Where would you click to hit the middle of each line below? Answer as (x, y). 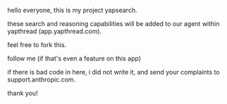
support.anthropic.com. (42, 79)
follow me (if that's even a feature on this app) (74, 58)
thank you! (23, 93)
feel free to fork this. (37, 45)
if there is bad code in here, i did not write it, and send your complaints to (114, 72)
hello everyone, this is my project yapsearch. (72, 10)
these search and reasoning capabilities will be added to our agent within (114, 24)
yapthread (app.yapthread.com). (55, 31)
